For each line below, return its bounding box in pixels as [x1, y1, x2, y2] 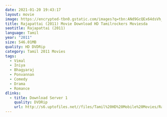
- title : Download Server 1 [9, 95, 68, 100]
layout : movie [5, 12, 35, 17]
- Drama [9, 81, 26, 86]
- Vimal [9, 58, 26, 63]
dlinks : [5, 91, 21, 96]
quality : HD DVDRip [5, 44, 46, 49]
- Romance [9, 86, 30, 91]
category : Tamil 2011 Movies [5, 49, 66, 54]
